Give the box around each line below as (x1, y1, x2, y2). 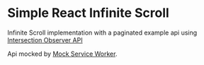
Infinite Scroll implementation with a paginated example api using (7, 28, 198, 37)
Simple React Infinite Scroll (7, 5, 170, 21)
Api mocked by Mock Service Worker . (7, 49, 118, 58)
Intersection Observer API (7, 35, 83, 44)
